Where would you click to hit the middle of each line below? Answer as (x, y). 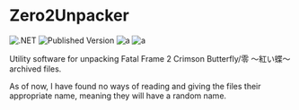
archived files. (35, 69)
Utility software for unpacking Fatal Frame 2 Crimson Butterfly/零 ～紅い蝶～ (150, 58)
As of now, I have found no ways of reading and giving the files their (136, 86)
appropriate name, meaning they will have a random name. (118, 96)
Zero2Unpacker (70, 16)
